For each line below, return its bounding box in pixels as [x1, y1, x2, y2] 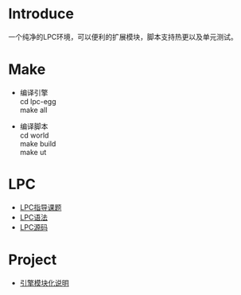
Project [8, 251, 57, 269]
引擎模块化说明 [19, 278, 69, 287]
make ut [19, 147, 47, 157]
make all [19, 105, 48, 115]
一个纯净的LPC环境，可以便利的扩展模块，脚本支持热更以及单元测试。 [8, 32, 239, 41]
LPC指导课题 [19, 202, 62, 212]
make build [19, 138, 56, 148]
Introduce [8, 5, 74, 23]
